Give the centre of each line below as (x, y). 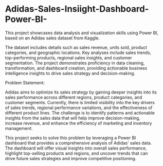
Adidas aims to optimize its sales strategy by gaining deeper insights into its (81, 92)
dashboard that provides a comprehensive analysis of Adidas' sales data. (78, 143)
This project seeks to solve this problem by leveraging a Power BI (71, 138)
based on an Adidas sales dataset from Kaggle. (52, 38)
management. (19, 128)
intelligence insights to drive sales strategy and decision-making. (70, 73)
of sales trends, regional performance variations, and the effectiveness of (79, 108)
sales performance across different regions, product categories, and (74, 97)
